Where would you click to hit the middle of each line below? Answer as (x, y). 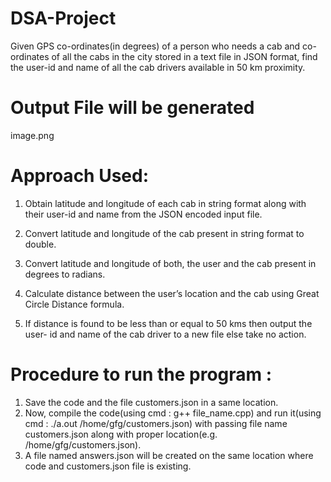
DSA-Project (63, 18)
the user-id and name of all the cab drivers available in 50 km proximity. (158, 67)
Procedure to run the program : (141, 374)
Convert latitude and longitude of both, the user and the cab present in (170, 263)
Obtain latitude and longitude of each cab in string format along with (165, 203)
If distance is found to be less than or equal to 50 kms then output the (168, 323)
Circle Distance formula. (74, 304)
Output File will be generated (132, 108)
